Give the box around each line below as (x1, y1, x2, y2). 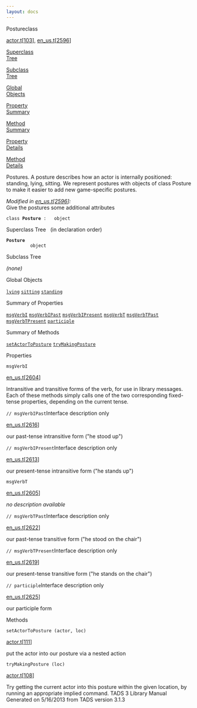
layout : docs (6, 8, 39, 15)
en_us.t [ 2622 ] (6, 524, 40, 531)
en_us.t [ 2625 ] (6, 593, 40, 600)
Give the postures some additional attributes (6, 204, 115, 211)
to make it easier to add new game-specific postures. (6, 186, 137, 193)
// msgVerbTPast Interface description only (6, 512, 110, 519)
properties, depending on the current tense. (21, 398, 129, 405)
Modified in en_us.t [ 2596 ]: (6, 197, 71, 204)
